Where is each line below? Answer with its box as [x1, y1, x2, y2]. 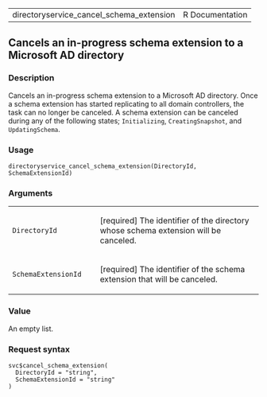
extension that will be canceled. [99, 274, 219, 285]
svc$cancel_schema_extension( [8, 361, 109, 369]
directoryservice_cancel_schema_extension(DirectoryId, [8, 162, 197, 170]
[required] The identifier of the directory [99, 215, 250, 226]
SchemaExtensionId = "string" [15, 376, 115, 383]
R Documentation [182, 10, 248, 20]
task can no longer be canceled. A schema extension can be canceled [8, 107, 238, 117]
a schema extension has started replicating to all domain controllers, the [8, 99, 245, 108]
